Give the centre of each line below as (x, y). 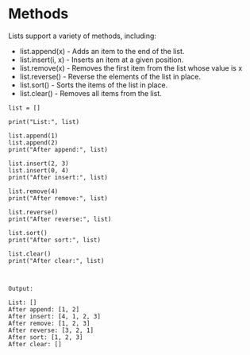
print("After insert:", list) (58, 177)
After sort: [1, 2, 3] (46, 337)
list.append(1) (33, 136)
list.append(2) (33, 143)
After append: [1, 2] (44, 309)
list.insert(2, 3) (38, 164)
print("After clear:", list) (56, 260)
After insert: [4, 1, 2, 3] (55, 316)
